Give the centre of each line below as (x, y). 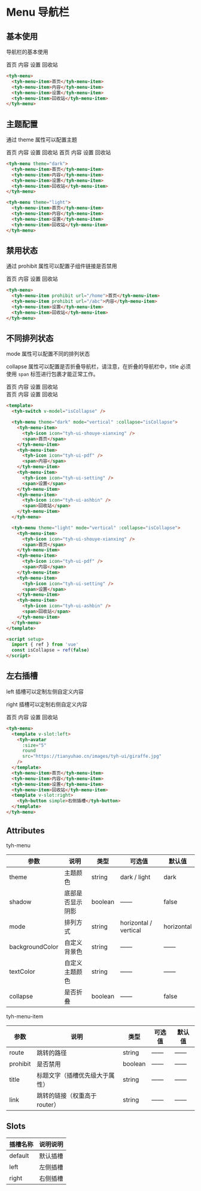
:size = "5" (34, 745)
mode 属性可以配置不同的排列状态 (48, 354)
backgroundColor (34, 947)
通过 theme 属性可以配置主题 (42, 140)
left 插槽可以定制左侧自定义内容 (45, 691)
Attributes (25, 831)
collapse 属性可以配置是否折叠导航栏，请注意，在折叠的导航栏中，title (93, 367)
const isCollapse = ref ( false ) (51, 650)
